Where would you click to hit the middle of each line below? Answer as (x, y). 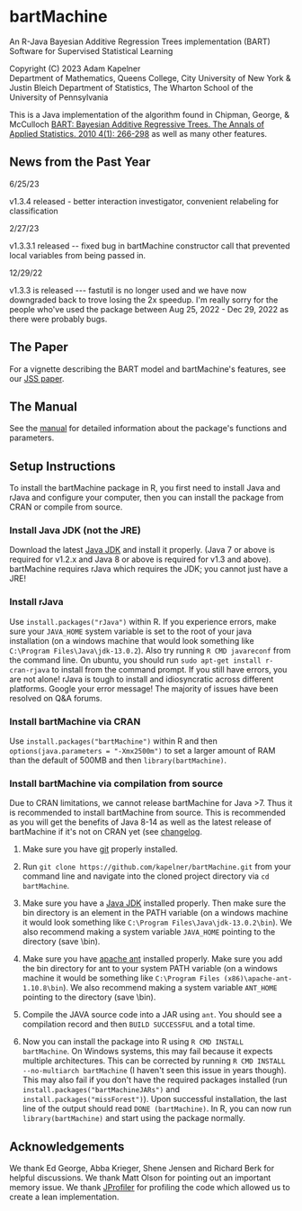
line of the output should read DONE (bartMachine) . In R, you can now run (157, 1108)
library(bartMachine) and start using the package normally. (133, 1118)
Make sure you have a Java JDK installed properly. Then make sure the (154, 903)
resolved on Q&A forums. (56, 698)
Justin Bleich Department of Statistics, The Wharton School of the (131, 87)
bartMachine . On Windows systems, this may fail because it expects (147, 1052)
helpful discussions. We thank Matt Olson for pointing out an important (140, 1178)
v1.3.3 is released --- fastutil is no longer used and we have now (128, 290)
